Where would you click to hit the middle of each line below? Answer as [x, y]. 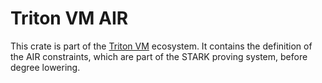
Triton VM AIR [69, 18]
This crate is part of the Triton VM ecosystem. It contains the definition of [161, 46]
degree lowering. [45, 67]
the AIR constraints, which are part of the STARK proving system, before [159, 56]
